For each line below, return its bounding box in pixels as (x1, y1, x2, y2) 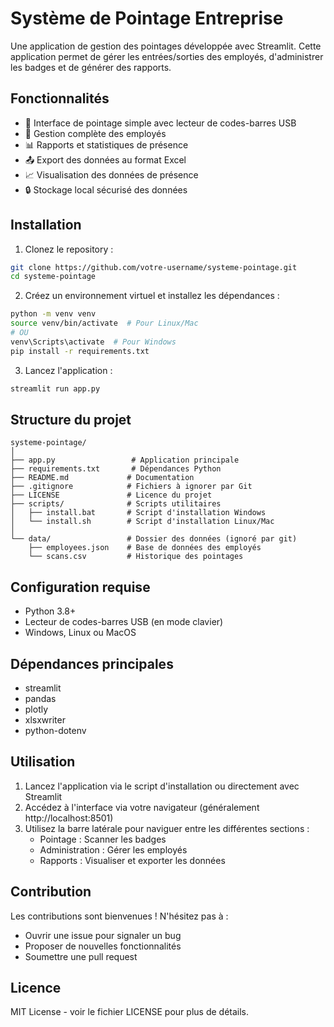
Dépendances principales (10, 655, 174, 672)
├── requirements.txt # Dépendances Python (10, 464, 222, 474)
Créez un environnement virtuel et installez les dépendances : (24, 290, 280, 302)
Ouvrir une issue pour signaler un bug (24, 929, 182, 941)
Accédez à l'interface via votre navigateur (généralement (24, 801, 260, 813)
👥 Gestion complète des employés (24, 127, 167, 139)
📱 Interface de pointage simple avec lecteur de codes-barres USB (24, 117, 297, 129)
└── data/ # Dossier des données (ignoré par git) (10, 534, 298, 544)
